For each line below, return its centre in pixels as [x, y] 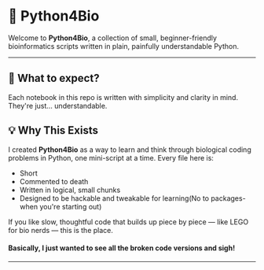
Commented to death [54, 181]
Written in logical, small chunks [70, 190]
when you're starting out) [60, 206]
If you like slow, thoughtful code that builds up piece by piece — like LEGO [128, 222]
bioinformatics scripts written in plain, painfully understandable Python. [124, 46]
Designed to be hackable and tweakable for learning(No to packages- [132, 198]
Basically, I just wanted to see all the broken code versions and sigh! [122, 248]
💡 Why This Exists [53, 130]
